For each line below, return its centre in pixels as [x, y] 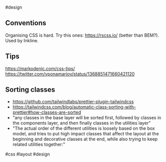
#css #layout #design [28, 154]
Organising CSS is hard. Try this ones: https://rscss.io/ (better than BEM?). [82, 35]
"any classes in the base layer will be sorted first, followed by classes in [87, 118]
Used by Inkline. [22, 40]
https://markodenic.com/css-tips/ [40, 68]
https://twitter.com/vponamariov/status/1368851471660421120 [70, 74]
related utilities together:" [39, 144]
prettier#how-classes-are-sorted [47, 112]
